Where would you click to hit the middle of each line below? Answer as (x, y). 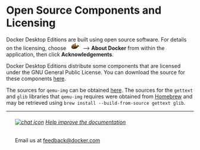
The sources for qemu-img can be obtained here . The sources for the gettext (100, 90)
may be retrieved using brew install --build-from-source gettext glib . (96, 102)
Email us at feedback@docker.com (57, 140)
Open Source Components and (84, 10)
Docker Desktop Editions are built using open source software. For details (96, 39)
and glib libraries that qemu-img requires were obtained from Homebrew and (99, 96)
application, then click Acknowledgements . (60, 54)
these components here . (36, 79)
